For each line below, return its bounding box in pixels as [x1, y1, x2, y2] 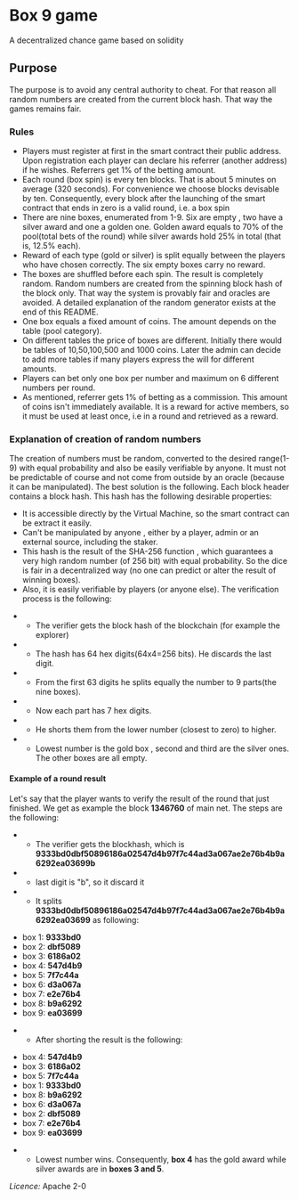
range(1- [258, 453, 290, 464]
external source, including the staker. [21, 536, 158, 548]
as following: [92, 914, 140, 925]
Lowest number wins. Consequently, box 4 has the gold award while [35, 1154, 286, 1164]
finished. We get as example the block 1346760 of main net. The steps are [9, 803, 283, 813]
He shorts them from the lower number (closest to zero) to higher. [35, 724, 278, 735]
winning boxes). [21, 575, 82, 585]
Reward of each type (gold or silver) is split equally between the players [21, 250, 286, 261]
